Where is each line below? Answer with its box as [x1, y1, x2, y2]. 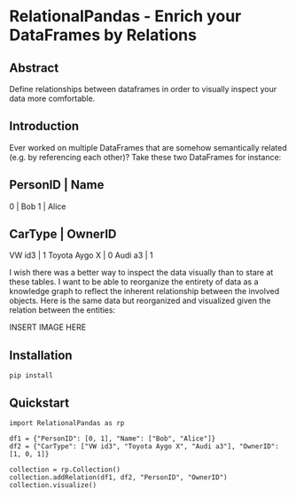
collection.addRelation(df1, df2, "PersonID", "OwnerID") [9, 473, 228, 482]
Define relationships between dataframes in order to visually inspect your [9, 84, 277, 94]
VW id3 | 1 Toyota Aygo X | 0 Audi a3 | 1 [9, 250, 153, 260]
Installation [9, 347, 73, 362]
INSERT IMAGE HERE [9, 322, 87, 333]
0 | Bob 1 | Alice [9, 201, 66, 212]
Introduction [9, 119, 80, 134]
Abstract [9, 60, 59, 75]
